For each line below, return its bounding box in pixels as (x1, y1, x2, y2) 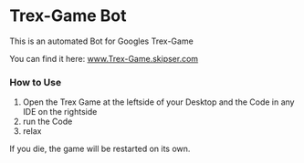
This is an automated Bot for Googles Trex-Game (9, 36, 194, 46)
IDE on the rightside (22, 107, 98, 117)
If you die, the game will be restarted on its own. (9, 143, 191, 155)
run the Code (22, 116, 73, 127)
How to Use (9, 76, 62, 88)
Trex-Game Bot (9, 5, 127, 26)
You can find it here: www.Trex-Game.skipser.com (9, 53, 199, 64)
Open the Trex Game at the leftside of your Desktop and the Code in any (22, 97, 295, 107)
